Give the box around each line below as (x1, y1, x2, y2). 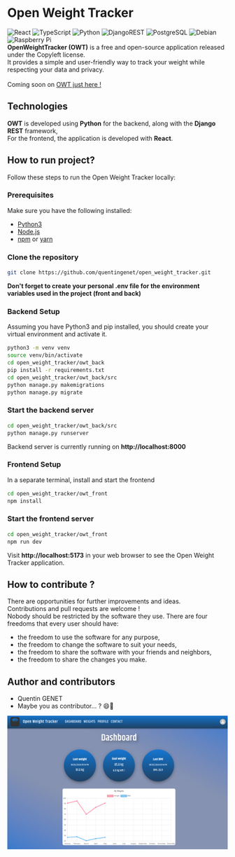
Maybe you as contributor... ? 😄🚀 (17, 702, 114, 711)
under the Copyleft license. (7, 50, 85, 59)
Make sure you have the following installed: (7, 206, 132, 214)
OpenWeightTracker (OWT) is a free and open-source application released (7, 43, 225, 51)
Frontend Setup (7, 460, 62, 469)
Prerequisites (7, 191, 54, 200)
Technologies (7, 100, 69, 113)
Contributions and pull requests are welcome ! (7, 605, 141, 613)
